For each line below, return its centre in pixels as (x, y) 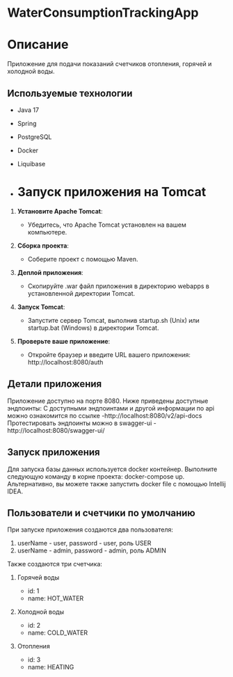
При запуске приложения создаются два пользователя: (90, 529)
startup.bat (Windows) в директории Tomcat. (93, 328)
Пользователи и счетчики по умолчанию (102, 513)
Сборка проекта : (43, 246)
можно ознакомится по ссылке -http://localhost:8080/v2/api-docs (105, 415)
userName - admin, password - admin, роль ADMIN (92, 550)
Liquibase (31, 164)
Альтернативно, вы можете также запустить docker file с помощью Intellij (116, 484)
